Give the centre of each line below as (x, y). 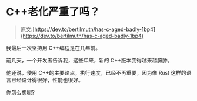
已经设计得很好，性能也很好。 (47, 80)
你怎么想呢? (21, 92)
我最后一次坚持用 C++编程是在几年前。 (54, 48)
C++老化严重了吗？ (53, 12)
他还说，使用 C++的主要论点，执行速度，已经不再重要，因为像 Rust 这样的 (96, 72)
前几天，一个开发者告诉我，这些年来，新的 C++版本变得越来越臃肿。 (89, 60)
